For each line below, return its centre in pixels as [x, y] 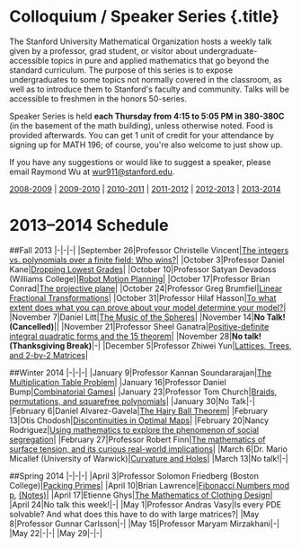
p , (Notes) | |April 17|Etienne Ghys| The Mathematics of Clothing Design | [141, 495]
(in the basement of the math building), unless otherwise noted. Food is [142, 125]
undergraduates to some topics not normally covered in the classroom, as [146, 79]
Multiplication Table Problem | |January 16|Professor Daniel [118, 382]
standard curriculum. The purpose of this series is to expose [121, 70]
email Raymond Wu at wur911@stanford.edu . [92, 172]
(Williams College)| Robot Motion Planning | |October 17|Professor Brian [140, 278]
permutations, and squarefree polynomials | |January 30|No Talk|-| [133, 401]
